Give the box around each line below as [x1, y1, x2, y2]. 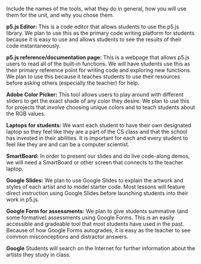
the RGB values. [6, 110, 46, 117]
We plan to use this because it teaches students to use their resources [6, 73, 181, 80]
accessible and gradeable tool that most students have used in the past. [6, 220, 184, 227]
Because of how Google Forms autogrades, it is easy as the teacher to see [6, 227, 191, 233]
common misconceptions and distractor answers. [6, 233, 129, 240]
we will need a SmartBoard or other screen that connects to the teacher [6, 159, 184, 166]
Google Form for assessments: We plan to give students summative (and [6, 208, 188, 215]
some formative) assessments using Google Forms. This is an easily [6, 214, 175, 221]
